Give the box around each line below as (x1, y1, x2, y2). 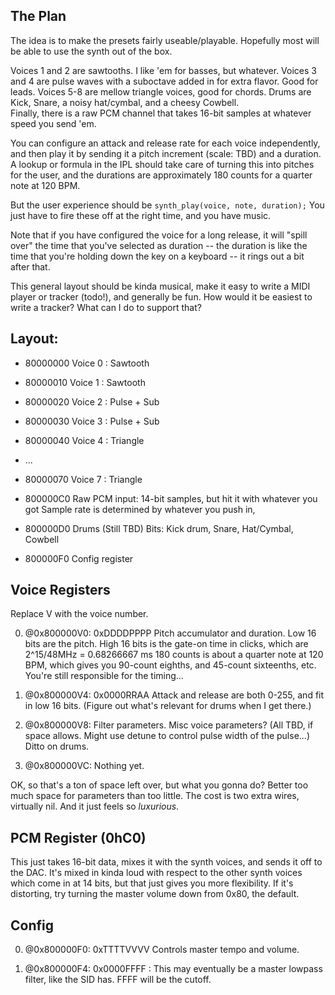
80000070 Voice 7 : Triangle (24, 473, 143, 485)
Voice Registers (10, 582, 111, 599)
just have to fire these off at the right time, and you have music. (10, 209, 272, 221)
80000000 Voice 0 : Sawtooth (24, 357, 150, 369)
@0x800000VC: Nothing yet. (24, 760, 145, 772)
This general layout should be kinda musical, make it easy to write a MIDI (10, 280, 311, 292)
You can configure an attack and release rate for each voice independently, (10, 137, 321, 149)
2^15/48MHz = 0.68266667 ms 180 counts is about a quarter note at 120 (24, 649, 324, 661)
